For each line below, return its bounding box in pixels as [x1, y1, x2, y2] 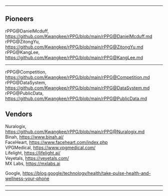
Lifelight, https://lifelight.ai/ [5, 149, 61, 155]
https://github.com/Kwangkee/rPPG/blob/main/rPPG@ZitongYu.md [5, 43, 143, 50]
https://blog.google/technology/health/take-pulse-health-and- [22, 170, 151, 176]
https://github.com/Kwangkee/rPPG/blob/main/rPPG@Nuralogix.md [5, 128, 145, 134]
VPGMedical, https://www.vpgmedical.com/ [5, 144, 96, 150]
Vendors [5, 110, 32, 118]
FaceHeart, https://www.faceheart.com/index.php [5, 139, 108, 145]
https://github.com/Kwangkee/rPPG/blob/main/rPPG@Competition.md [5, 74, 150, 80]
